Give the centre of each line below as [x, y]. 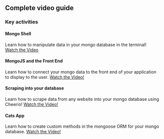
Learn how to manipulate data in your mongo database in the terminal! [76, 45]
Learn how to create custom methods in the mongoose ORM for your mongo [82, 126]
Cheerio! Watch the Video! [32, 104]
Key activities [22, 22]
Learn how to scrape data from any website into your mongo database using [82, 99]
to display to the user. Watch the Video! [45, 77]
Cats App [15, 116]
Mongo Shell [18, 33]
